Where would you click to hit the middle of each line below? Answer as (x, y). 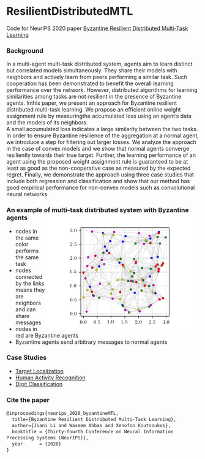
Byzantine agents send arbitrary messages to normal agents (91, 342)
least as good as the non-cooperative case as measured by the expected (99, 168)
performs (27, 251)
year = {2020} (37, 444)
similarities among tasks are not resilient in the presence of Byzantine (94, 97)
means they (30, 290)
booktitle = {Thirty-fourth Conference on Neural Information (93, 432)
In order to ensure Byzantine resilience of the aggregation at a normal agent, (102, 135)
